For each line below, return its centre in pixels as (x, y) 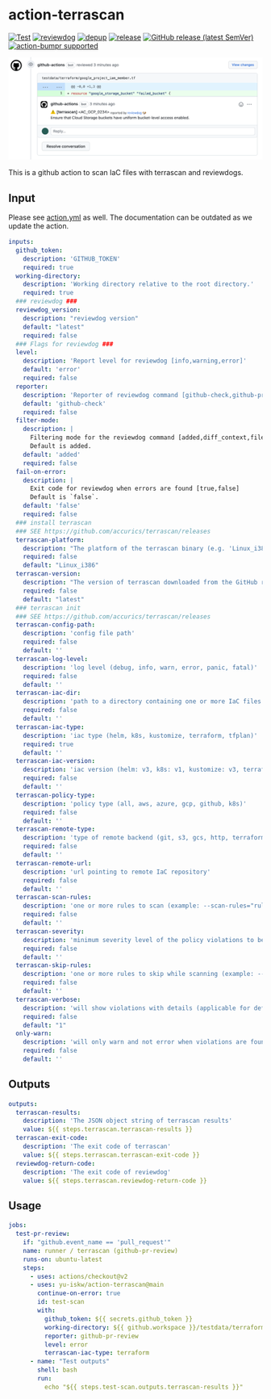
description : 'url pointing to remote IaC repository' (117, 872)
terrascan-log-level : (52, 659)
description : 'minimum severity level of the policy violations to (138, 940)
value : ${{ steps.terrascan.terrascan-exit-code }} (111, 1155)
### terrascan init (48, 608)
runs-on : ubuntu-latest (63, 1259)
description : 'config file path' (79, 634)
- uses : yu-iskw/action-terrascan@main (96, 1285)
